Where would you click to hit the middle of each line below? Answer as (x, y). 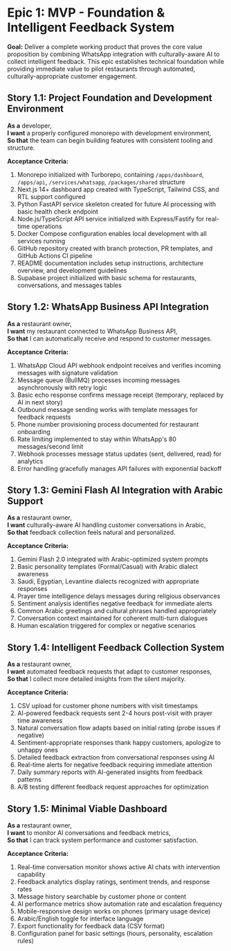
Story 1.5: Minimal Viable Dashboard (87, 808)
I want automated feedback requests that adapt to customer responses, (110, 671)
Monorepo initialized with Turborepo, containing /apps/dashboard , (110, 174)
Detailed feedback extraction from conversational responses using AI (116, 757)
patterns (29, 780)
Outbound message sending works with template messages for (108, 409)
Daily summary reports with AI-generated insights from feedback (110, 772)
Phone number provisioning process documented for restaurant (108, 424)
